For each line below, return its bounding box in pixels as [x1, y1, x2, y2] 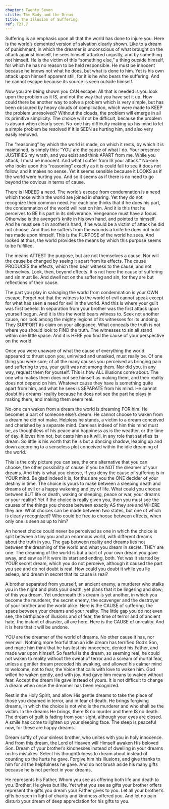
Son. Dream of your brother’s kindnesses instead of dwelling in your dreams [5, 745, 163, 751]
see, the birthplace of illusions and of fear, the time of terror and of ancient [5, 613, 160, 619]
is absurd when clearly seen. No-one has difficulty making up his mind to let [5, 121, 164, 127]
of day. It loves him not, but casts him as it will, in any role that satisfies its [5, 433, 159, 439]
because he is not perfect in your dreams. [5, 767, 92, 773]
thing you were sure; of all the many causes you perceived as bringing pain [5, 359, 161, 365]
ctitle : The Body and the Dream [5, 12, 73, 17]
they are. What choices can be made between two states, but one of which [5, 508, 161, 514]
